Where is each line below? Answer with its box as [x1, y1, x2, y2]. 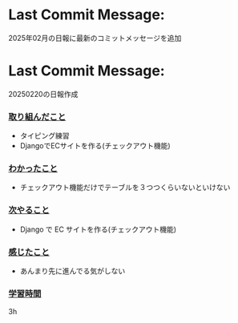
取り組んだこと [8, 111, 67, 122]
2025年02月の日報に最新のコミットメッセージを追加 [8, 33, 182, 42]
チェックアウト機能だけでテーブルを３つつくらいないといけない [19, 183, 231, 192]
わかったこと [8, 163, 58, 174]
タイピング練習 [19, 131, 70, 141]
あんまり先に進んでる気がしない [19, 266, 126, 276]
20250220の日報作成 [8, 89, 79, 99]
